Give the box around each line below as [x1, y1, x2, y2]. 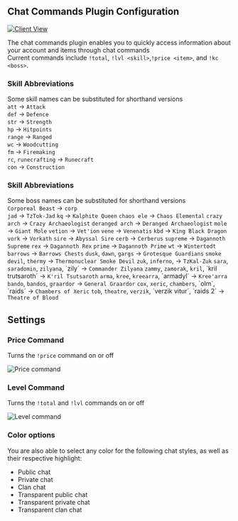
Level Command [7, 383, 65, 393]
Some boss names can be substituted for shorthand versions [7, 197, 186, 205]
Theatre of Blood [7, 295, 59, 302]
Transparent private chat [17, 498, 90, 506]
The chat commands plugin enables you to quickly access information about [7, 38, 231, 47]
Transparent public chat [17, 490, 88, 499]
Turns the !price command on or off [7, 351, 114, 360]
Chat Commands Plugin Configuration [7, 6, 180, 18]
